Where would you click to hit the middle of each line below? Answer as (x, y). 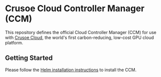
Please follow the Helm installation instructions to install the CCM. (71, 70)
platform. (14, 42)
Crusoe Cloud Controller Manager (75, 9)
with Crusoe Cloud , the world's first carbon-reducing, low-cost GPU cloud (80, 38)
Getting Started (29, 58)
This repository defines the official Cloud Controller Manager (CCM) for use (81, 32)
